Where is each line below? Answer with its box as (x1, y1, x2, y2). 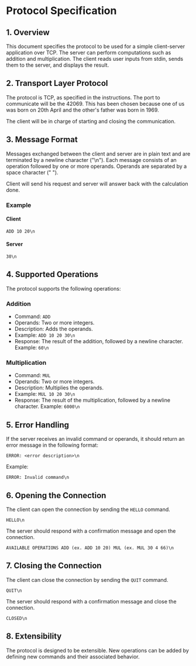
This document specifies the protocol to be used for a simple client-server (6, 43, 185, 50)
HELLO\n (6, 517, 25, 523)
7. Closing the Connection (6, 561, 102, 571)
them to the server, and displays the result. (6, 61, 109, 68)
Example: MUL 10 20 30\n (14, 391, 75, 398)
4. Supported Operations (6, 270, 98, 279)
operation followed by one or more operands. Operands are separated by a (6, 163, 187, 170)
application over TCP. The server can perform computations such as (6, 49, 171, 56)
